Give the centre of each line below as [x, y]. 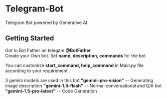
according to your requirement [37, 70]
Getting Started [30, 38]
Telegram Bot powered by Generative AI [46, 22]
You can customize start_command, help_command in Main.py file [74, 65]
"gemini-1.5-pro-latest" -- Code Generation [51, 91]
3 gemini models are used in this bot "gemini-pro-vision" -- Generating [79, 80]
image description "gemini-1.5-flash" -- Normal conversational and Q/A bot [83, 85]
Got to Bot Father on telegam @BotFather [48, 50]
